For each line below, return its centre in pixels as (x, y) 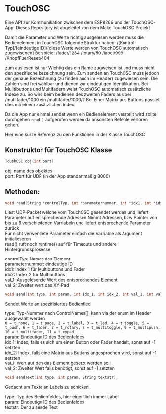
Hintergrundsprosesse (28, 249)
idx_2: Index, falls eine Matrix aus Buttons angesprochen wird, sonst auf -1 (81, 353)
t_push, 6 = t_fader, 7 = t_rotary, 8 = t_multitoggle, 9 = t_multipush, (83, 328)
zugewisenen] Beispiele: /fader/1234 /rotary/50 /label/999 (64, 53)
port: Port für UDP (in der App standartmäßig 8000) (58, 176)
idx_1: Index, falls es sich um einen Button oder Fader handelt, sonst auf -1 (80, 342)
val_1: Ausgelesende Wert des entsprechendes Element (61, 280)
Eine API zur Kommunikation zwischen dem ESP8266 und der (68, 22)
